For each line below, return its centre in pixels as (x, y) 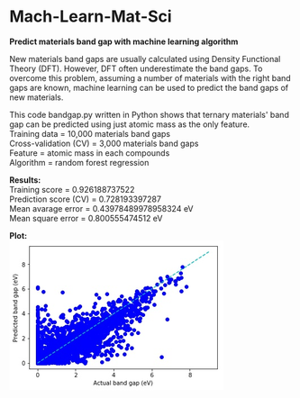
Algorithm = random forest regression (79, 162)
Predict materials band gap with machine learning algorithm (124, 41)
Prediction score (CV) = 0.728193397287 (86, 199)
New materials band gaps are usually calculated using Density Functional (145, 59)
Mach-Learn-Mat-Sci (91, 17)
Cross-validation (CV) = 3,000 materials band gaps (104, 143)
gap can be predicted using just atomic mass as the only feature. (130, 124)
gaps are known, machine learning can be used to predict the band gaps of (149, 87)
